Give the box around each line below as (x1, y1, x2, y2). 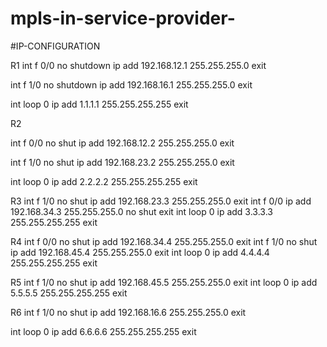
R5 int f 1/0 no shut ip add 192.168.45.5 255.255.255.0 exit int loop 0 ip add (10, 276, 318, 288)
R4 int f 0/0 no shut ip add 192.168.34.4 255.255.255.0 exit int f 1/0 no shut (10, 235, 318, 247)
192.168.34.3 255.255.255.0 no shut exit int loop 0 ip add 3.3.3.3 (10, 205, 273, 217)
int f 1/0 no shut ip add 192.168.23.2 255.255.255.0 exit (10, 156, 235, 168)
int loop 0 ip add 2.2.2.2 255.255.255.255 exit (10, 175, 198, 187)
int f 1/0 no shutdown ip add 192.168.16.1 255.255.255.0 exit (10, 78, 253, 91)
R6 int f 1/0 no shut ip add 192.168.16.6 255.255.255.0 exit (10, 306, 247, 318)
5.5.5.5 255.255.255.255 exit (10, 287, 128, 299)
